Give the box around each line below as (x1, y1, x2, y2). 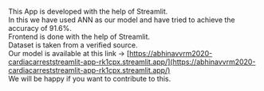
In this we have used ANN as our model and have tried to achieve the (8, 15, 235, 25)
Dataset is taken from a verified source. (8, 40, 138, 50)
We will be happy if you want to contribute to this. (8, 74, 171, 83)
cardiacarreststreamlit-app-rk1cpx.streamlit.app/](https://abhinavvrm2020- (8, 57, 256, 66)
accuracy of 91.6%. (8, 24, 72, 32)
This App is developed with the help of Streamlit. (8, 7, 168, 16)
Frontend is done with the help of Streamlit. (8, 32, 150, 41)
